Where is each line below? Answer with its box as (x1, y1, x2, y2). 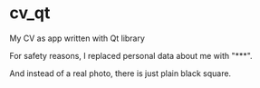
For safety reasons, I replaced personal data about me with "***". (9, 50, 253, 61)
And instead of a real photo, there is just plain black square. (9, 67, 232, 79)
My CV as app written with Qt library (9, 33, 145, 44)
